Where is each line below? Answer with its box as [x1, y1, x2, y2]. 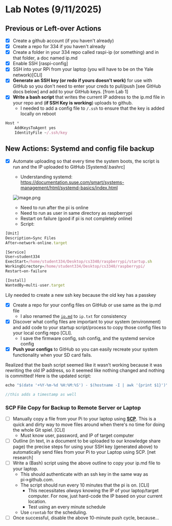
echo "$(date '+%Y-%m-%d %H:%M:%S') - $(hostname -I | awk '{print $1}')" [5, 382, 168, 388]
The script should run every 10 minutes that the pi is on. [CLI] [20, 482, 149, 488]
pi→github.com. [20, 477, 54, 483]
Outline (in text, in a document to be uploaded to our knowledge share [12, 437, 161, 444]
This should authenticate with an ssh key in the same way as [20, 471, 148, 477]
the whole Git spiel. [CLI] [12, 427, 65, 433]
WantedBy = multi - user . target [5, 282, 66, 288]
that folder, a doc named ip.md [12, 55, 78, 61]
